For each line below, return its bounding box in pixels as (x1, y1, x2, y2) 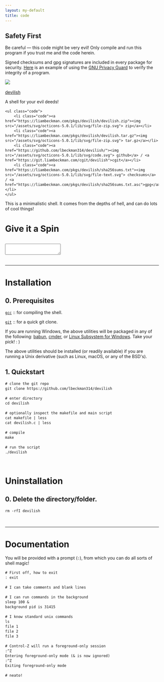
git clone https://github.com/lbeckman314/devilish (5, 386, 112, 391)
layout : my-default (5, 8, 45, 13)
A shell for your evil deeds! (5, 99, 59, 105)
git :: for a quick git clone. (5, 319, 58, 325)
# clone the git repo (5, 382, 49, 386)
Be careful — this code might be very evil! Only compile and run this (5, 45, 142, 51)
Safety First (5, 32, 41, 40)
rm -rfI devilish (5, 509, 41, 514)
